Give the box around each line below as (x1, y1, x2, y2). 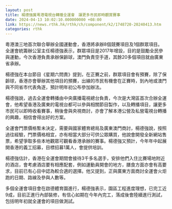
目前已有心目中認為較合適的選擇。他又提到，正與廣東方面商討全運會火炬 (14, 168, 167, 174)
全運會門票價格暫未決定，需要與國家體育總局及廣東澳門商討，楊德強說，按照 (5, 125, 167, 131)
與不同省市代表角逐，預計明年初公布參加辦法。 (5, 84, 104, 90)
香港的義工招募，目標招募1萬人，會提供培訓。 (9, 144, 106, 151)
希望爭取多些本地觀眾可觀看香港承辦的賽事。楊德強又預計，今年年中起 (14, 138, 162, 144)
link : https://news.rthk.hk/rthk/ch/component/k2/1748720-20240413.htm (5, 22, 161, 27)
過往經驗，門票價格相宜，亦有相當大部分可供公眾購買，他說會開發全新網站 (5, 132, 162, 138)
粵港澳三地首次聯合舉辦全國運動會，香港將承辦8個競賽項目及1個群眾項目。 (5, 41, 163, 48)
